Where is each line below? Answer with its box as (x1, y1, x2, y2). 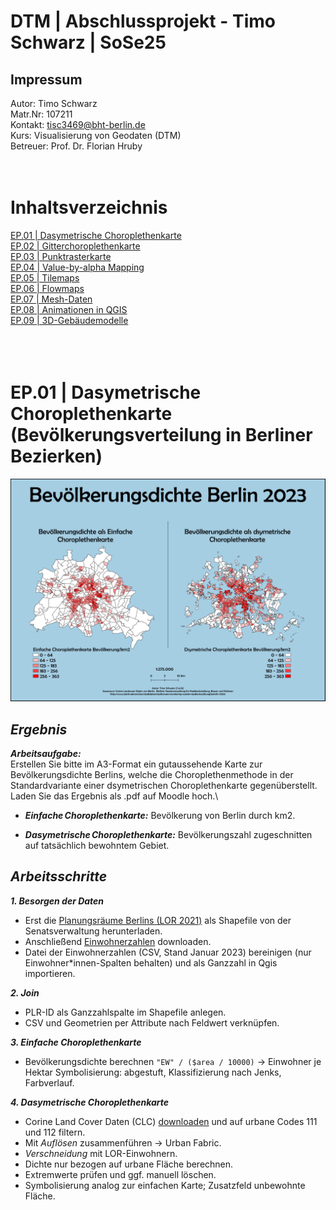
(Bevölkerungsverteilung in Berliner (10, 424, 313, 447)
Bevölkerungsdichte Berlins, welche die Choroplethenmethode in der (10, 769, 294, 781)
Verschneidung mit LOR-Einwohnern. (24, 1147, 178, 1159)
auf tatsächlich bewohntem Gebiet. (24, 840, 170, 852)
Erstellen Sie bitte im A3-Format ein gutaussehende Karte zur (10, 758, 263, 770)
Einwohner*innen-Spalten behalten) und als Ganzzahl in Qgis (24, 956, 278, 969)
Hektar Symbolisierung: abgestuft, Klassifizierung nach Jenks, (24, 1066, 282, 1078)
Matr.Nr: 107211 (10, 108, 73, 120)
